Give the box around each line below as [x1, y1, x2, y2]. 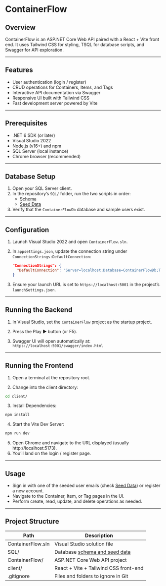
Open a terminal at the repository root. [12, 374, 90, 380]
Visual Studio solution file [54, 540, 114, 547]
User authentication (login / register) [12, 79, 86, 85]
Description [84, 532, 113, 539]
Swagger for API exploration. [5, 47, 64, 53]
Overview [5, 23, 36, 32]
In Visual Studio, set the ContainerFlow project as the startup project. [12, 319, 152, 325]
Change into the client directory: [12, 384, 78, 390]
